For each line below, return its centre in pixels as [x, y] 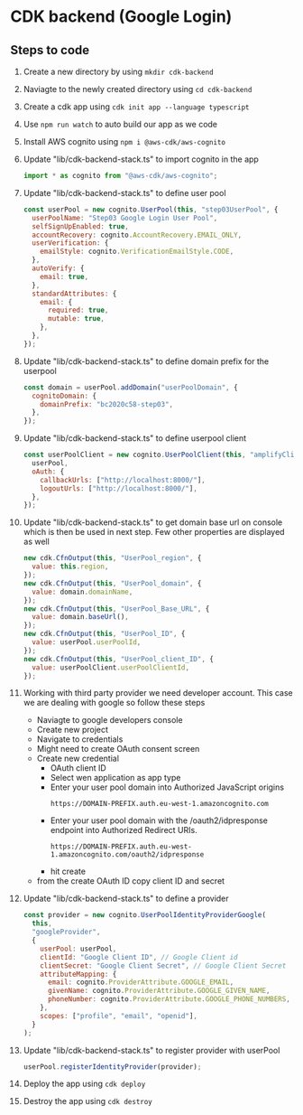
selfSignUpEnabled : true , [80, 226]
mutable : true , [76, 319]
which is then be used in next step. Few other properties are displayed [154, 532]
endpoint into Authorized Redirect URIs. [124, 830]
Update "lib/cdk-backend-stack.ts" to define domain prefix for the [146, 361]
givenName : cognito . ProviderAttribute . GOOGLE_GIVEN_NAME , [159, 991]
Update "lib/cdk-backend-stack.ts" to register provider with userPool [151, 1050]
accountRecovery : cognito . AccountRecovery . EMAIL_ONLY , [137, 235]
